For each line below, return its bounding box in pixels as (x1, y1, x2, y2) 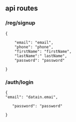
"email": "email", (14, 40, 54, 45)
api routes (5, 4, 38, 13)
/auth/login (5, 79, 34, 86)
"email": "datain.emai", (5, 94, 58, 100)
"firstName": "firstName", (14, 48, 72, 54)
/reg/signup (5, 19, 36, 27)
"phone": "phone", (14, 44, 54, 50)
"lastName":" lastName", (14, 53, 67, 58)
